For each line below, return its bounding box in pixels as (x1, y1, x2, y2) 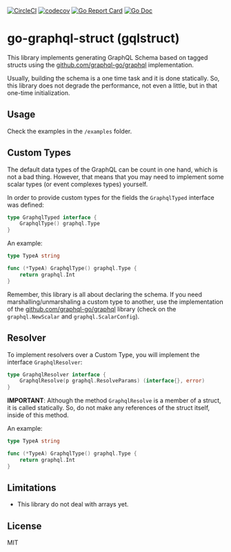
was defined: (7, 201, 44, 209)
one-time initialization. (7, 88, 70, 96)
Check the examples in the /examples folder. (7, 127, 132, 135)
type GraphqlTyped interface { (7, 214, 97, 221)
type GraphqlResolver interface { (7, 371, 107, 378)
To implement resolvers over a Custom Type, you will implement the (7, 350, 200, 358)
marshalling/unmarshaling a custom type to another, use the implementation (7, 297, 223, 306)
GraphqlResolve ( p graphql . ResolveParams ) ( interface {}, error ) (19, 378, 205, 385)
